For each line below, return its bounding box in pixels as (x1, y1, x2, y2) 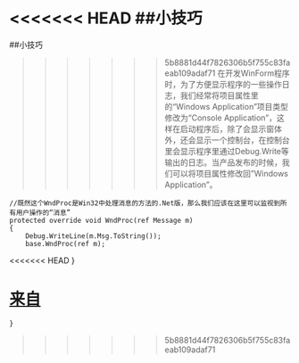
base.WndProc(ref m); (25, 239, 105, 248)
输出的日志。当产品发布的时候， (164, 157, 283, 168)
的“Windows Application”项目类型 (164, 101, 288, 111)
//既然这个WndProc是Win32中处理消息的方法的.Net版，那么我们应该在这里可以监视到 (9, 198, 281, 208)
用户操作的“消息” (15, 208, 71, 217)
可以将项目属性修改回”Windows (172, 168, 288, 178)
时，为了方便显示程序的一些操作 (164, 78, 283, 89)
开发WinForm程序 (225, 68, 290, 78)
